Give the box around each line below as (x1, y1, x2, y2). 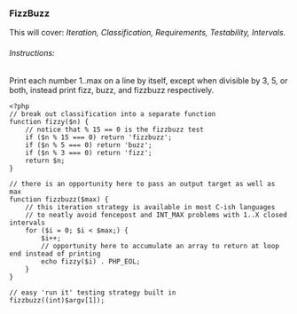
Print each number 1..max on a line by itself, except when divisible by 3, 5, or (9, 75, 288, 86)
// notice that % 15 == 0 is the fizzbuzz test (25, 125, 204, 134)
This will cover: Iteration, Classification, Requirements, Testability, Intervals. (9, 27, 286, 38)
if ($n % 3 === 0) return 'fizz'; (25, 148, 152, 157)
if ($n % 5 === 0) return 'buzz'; (25, 140, 152, 149)
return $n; (25, 156, 66, 165)
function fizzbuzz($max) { (9, 194, 109, 204)
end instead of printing (9, 249, 101, 258)
